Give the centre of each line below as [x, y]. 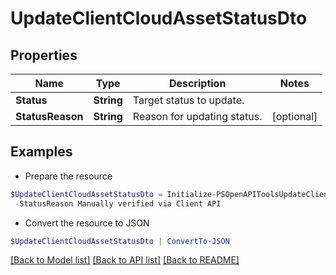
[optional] [294, 116]
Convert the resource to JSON [87, 223]
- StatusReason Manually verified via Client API [118, 203]
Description [197, 83]
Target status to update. [188, 100]
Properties [44, 55]
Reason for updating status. [197, 116]
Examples [41, 152]
